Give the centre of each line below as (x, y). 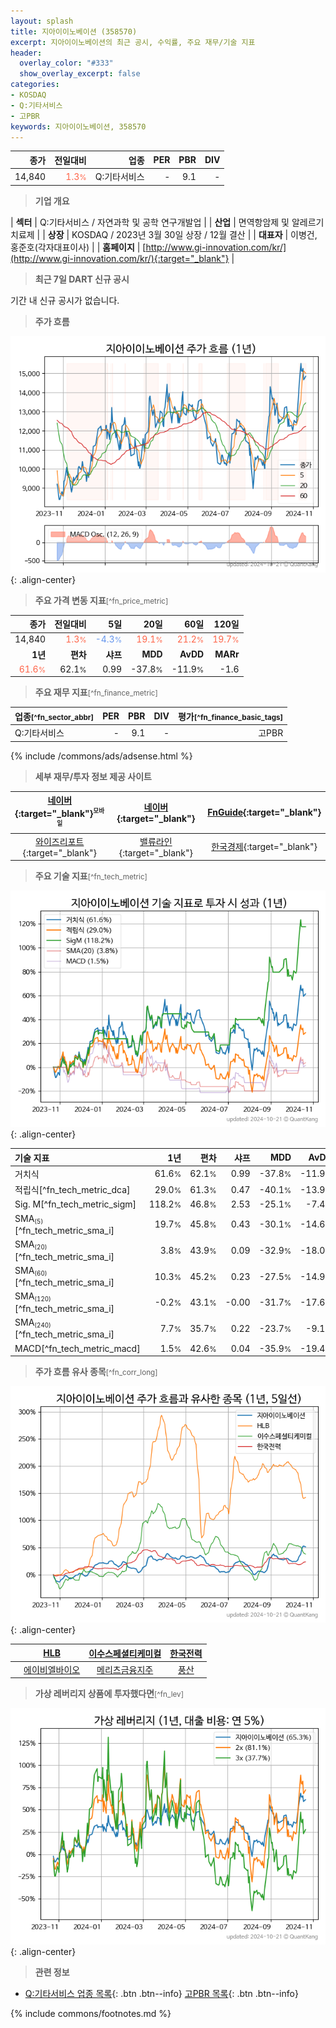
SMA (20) (31, 1245)
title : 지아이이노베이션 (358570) (74, 31)
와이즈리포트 (60, 841)
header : (26, 53)
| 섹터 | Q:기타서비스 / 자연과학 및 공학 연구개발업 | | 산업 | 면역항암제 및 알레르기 (167, 222)
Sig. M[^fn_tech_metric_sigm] (75, 1204)
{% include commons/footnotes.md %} (91, 2014)
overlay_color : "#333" (66, 63)
